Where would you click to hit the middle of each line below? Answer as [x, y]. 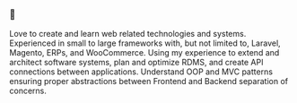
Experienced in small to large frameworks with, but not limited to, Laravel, [145, 43]
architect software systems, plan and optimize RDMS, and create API [136, 63]
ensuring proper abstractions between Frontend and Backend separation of [149, 82]
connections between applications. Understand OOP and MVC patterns [141, 72]
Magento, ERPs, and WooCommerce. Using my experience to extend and [144, 53]
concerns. [28, 91]
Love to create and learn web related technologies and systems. [128, 34]
